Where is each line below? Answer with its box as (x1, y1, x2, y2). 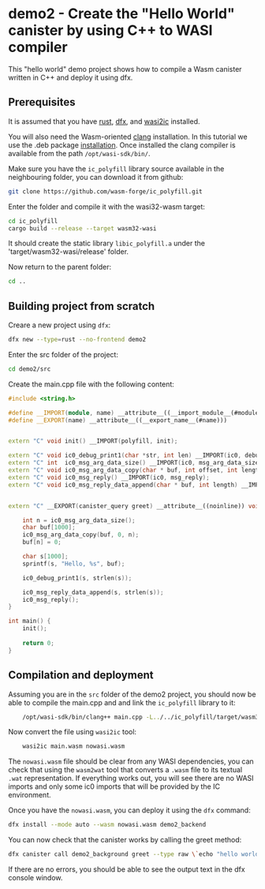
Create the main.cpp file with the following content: (8, 379, 175, 389)
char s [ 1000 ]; (22, 553, 69, 561)
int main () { (8, 617, 51, 626)
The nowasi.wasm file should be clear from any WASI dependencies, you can (8, 756, 254, 766)
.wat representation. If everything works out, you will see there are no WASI (8, 774, 254, 783)
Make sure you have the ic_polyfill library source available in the (8, 163, 225, 174)
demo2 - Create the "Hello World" (8, 5, 235, 23)
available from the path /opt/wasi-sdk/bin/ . (8, 148, 151, 158)
